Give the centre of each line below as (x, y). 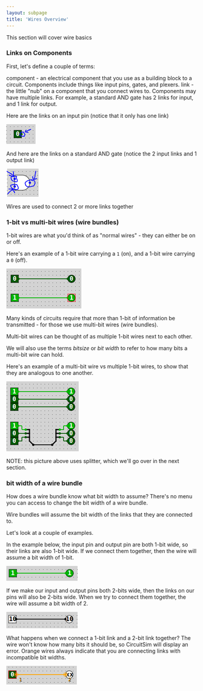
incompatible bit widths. (36, 658)
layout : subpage (27, 13)
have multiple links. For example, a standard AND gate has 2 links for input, (100, 97)
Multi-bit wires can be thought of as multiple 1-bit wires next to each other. (99, 337)
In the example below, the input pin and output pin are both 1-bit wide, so (97, 545)
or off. (14, 242)
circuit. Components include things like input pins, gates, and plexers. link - (100, 84)
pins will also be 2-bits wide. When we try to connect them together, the (96, 597)
